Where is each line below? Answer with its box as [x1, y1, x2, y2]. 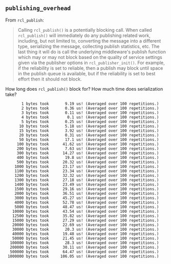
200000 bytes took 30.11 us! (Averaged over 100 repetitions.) [10, 245, 159, 250]
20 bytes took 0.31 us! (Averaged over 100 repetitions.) [18, 132, 159, 138]
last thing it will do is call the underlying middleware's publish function [17, 49, 166, 55]
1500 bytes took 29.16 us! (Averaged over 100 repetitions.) [14, 186, 159, 192]
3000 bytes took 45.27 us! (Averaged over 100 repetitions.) [14, 195, 159, 200]
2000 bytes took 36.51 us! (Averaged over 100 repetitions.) [14, 191, 159, 196]
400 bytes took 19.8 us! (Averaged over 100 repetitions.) [16, 155, 159, 160]
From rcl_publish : [5, 17, 45, 23]
